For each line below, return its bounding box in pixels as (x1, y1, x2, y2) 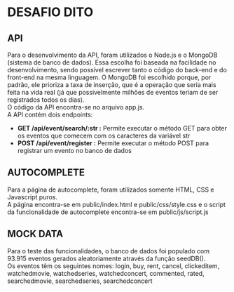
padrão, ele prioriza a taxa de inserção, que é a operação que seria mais (7, 81, 216, 88)
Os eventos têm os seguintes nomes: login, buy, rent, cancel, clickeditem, (7, 261, 220, 270)
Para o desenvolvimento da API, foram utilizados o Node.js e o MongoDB (7, 51, 218, 59)
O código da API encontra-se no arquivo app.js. (7, 103, 145, 111)
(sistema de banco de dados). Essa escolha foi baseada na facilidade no (7, 58, 216, 67)
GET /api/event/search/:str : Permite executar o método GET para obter (17, 124, 228, 132)
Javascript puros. (7, 192, 58, 201)
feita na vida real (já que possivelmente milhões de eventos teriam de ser (7, 88, 219, 96)
